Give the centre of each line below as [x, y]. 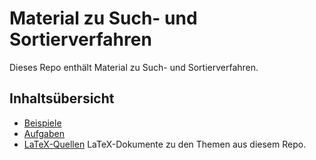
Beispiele [42, 123]
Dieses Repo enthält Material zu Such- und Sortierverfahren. [134, 67]
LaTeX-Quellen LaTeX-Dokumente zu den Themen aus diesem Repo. [165, 144]
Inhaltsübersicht [62, 98]
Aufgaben [44, 133]
